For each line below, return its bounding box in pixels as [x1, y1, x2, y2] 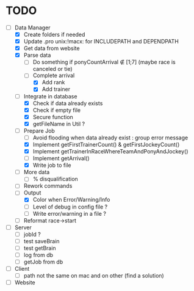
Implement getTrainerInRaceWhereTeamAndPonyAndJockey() [32, 148, 189, 155]
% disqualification [32, 175, 79, 183]
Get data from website [23, 45, 80, 52]
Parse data [23, 51, 51, 59]
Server [14, 224, 32, 231]
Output [23, 189, 41, 196]
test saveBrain [23, 237, 60, 245]
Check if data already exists [32, 99, 103, 107]
